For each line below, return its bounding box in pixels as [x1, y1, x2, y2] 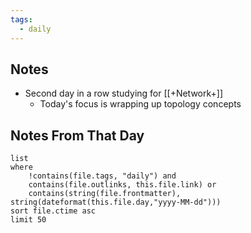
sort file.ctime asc [10, 206, 97, 216]
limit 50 [10, 215, 47, 225]
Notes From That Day [10, 127, 145, 144]
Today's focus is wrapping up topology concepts [39, 98, 242, 110]
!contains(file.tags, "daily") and [28, 171, 177, 181]
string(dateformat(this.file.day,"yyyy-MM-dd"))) [10, 197, 222, 208]
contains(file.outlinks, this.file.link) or [28, 180, 217, 190]
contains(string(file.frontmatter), [28, 189, 182, 199]
